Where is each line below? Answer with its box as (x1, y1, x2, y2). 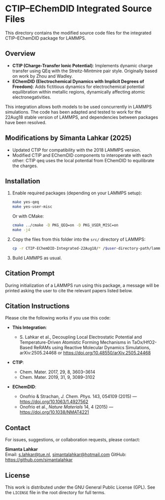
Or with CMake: (12, 213, 44, 219)
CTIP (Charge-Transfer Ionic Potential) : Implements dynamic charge (12, 62, 153, 68)
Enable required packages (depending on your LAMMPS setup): (12, 190, 142, 196)
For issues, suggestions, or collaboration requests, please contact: (5, 437, 140, 443)
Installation (5, 177, 40, 185)
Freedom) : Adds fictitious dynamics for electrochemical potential (12, 84, 145, 90)
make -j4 (12, 227, 31, 232)
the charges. (12, 163, 38, 169)
